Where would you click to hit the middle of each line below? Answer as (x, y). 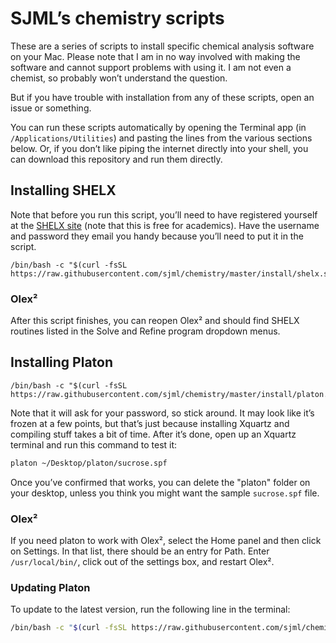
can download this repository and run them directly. (116, 159)
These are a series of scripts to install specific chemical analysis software (162, 46)
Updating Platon (50, 587)
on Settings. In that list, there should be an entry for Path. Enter (140, 551)
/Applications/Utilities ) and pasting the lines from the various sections (161, 138)
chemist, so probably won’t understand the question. (119, 78)
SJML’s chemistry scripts (117, 18)
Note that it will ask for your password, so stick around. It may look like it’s (162, 413)
